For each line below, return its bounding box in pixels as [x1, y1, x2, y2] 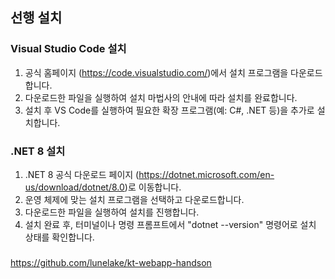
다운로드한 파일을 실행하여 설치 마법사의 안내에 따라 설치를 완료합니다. [24, 91, 298, 103]
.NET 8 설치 [10, 144, 66, 158]
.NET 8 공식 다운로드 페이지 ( [24, 168, 140, 180]
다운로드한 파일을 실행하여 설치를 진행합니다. [24, 206, 200, 218]
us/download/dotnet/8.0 [24, 181, 125, 193]
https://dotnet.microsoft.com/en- [138, 168, 275, 180]
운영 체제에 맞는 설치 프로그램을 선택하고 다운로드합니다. [24, 193, 245, 205]
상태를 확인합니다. [24, 231, 95, 243]
